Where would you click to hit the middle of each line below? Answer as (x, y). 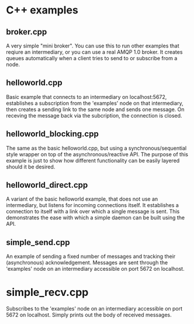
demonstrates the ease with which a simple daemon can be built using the (96, 218)
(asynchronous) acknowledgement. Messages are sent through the (87, 263)
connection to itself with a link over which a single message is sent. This (93, 212)
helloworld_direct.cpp (47, 185)
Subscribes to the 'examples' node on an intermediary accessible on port (94, 309)
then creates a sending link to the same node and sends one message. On (95, 109)
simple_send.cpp (38, 242)
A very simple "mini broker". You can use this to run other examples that (93, 46)
